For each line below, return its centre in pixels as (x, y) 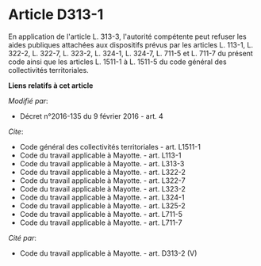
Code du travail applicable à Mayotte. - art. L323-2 (103, 188)
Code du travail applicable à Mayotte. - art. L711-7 (101, 222)
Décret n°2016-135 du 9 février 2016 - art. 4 (92, 116)
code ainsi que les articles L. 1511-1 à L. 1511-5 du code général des (118, 62)
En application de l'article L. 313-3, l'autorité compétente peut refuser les (128, 36)
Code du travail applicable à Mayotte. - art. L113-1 (100, 155)
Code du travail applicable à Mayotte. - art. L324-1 (102, 197)
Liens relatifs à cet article (51, 85)
